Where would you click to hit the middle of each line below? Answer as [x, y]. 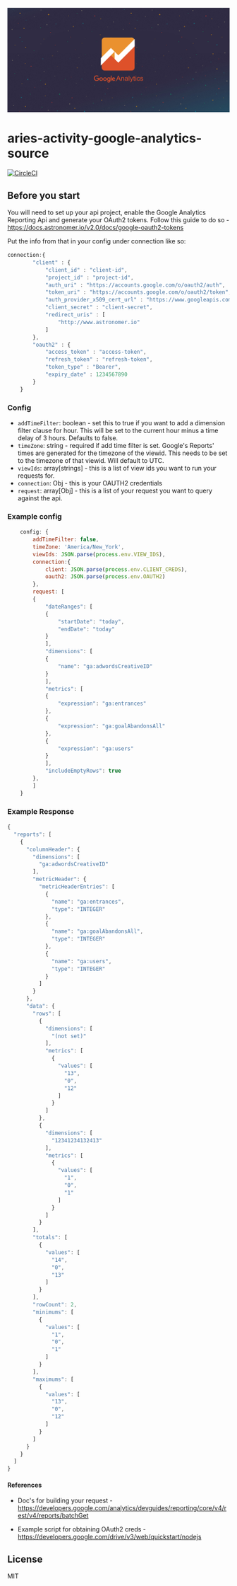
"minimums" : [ [53, 1312]
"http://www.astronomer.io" [99, 322]
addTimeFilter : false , [66, 540]
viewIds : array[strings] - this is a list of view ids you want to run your [117, 468]
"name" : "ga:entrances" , [88, 902]
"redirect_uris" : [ [75, 315]
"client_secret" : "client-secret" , [99, 308]
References [25, 1485]
